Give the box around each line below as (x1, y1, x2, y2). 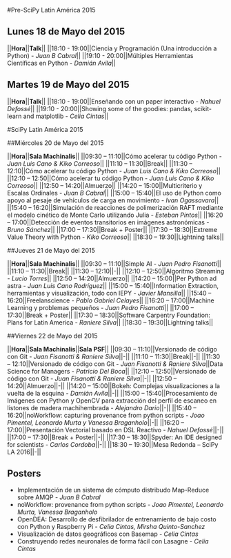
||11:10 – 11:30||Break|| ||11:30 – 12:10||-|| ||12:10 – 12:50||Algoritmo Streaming (7, 267, 225, 275)
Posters (7, 468, 41, 479)
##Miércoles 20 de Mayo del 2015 (7, 138, 104, 147)
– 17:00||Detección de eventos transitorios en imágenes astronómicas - (7, 218, 210, 227)
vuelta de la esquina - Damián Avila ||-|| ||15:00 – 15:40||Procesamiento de (7, 389, 218, 397)
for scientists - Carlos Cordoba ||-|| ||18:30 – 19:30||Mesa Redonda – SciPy (7, 440, 219, 448)
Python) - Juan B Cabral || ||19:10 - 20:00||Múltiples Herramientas (7, 51, 194, 59)
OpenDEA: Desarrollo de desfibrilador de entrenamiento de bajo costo (17, 515, 217, 523)
